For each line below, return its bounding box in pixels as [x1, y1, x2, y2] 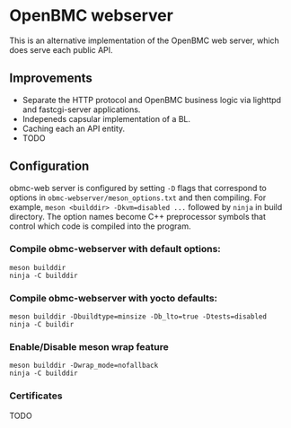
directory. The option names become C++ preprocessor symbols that [9, 211, 267, 222]
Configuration [9, 159, 90, 174]
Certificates [9, 389, 63, 402]
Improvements [9, 71, 93, 86]
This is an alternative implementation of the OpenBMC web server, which [9, 35, 280, 46]
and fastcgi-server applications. [22, 104, 141, 115]
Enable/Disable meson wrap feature [9, 341, 169, 354]
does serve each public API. [9, 44, 114, 55]
